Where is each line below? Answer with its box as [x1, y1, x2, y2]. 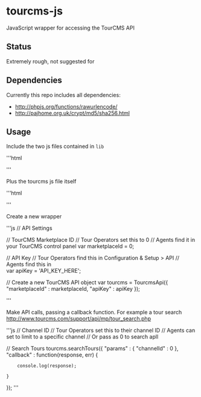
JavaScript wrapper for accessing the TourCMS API [6, 24, 135, 31]
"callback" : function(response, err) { [6, 351, 98, 358]
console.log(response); [17, 363, 77, 369]
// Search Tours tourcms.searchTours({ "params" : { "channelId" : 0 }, [6, 345, 179, 352]
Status [6, 42, 32, 52]
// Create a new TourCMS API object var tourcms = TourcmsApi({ [6, 279, 168, 286]
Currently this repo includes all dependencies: [6, 91, 121, 98]
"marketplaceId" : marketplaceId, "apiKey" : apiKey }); [6, 285, 141, 293]
